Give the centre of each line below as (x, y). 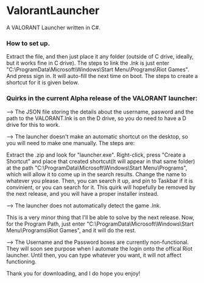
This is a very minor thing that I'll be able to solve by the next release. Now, (100, 217)
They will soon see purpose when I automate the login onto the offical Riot (100, 248)
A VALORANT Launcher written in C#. (53, 27)
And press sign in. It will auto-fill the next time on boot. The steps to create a (102, 76)
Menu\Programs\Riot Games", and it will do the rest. (71, 230)
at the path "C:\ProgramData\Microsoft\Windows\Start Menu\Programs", (97, 168)
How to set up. (28, 43)
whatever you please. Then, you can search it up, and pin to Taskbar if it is (100, 181)
